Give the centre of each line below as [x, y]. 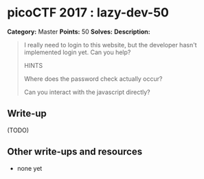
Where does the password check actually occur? [93, 79]
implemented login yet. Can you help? [77, 52]
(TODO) [18, 130]
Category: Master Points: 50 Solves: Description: [79, 32]
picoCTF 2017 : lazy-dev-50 [88, 13]
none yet [30, 168]
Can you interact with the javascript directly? [87, 92]
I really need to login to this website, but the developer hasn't [110, 45]
